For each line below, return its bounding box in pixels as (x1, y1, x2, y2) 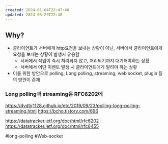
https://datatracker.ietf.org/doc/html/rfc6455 (5, 123, 99, 129)
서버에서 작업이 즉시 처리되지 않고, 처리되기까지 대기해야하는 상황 (20, 58, 150, 64)
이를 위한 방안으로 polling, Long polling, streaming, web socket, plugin (12, 70, 158, 77)
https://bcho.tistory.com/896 (38, 107, 98, 114)
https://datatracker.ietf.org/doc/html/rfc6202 (5, 118, 99, 124)
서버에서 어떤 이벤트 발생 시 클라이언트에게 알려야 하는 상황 (20, 64, 137, 70)
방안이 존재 (18, 77, 40, 83)
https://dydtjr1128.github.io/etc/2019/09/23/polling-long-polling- (5, 102, 141, 109)
